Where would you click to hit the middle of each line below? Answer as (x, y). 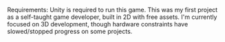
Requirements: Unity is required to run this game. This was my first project (112, 10)
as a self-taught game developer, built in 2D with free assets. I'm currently (112, 17)
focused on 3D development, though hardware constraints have (98, 24)
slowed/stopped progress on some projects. (70, 31)
